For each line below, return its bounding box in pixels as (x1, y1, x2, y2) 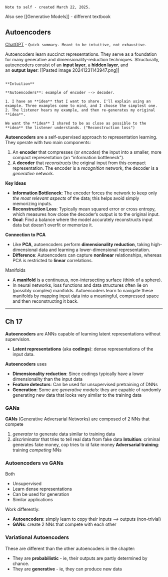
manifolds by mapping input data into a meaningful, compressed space (12, 293, 159, 299)
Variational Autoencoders (5, 534, 69, 541)
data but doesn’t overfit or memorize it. (12, 221, 93, 228)
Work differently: (5, 506, 40, 512)
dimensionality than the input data (12, 376, 83, 382)
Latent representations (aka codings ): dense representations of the (12, 345, 153, 352)
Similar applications (12, 497, 53, 503)
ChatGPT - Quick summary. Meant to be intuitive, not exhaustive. (5, 41, 147, 47)
